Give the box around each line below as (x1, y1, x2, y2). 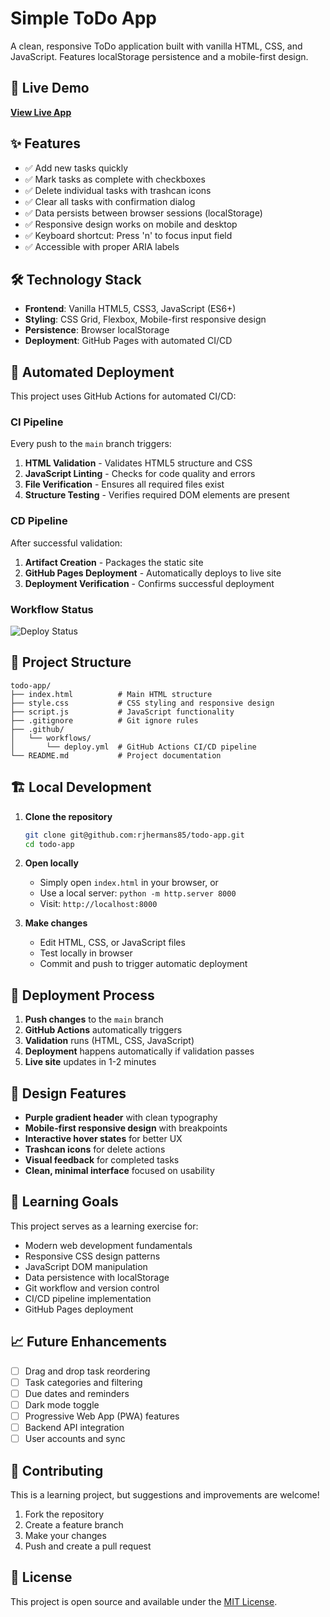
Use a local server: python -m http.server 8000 (39, 887, 237, 899)
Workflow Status (10, 602, 94, 616)
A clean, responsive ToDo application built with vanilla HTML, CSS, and (10, 40, 303, 52)
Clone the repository (24, 810, 113, 822)
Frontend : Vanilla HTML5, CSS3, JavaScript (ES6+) (24, 303, 237, 315)
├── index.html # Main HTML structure (10, 689, 213, 699)
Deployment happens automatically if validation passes (24, 1045, 255, 1057)
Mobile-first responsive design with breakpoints (24, 1122, 228, 1134)
